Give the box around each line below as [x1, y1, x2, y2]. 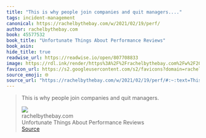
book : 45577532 [6, 32, 45, 38]
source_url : [6, 77, 37, 83]
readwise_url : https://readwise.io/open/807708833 [6, 55, 139, 61]
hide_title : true [6, 49, 51, 55]
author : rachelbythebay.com [6, 26, 78, 33]
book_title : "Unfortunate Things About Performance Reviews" [6, 37, 166, 44]
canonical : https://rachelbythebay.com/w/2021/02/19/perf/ [6, 20, 161, 26]
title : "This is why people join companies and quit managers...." [6, 9, 183, 15]
